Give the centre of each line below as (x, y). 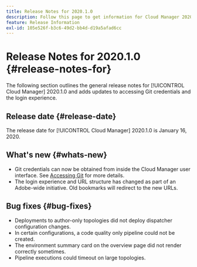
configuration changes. (43, 227)
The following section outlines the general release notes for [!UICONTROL (95, 85)
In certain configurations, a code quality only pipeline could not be (95, 232)
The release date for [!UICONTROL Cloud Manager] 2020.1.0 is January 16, (96, 130)
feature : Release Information (43, 22)
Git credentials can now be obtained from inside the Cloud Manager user (102, 169)
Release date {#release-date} (61, 116)
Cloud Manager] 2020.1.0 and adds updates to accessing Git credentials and (98, 92)
